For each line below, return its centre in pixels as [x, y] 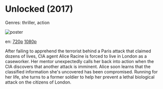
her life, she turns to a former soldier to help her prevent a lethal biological [80, 77]
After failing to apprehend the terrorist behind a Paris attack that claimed [78, 51]
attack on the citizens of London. [38, 82]
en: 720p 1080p [21, 41]
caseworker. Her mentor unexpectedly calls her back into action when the [80, 61]
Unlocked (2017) [39, 9]
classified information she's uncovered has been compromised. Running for [81, 71]
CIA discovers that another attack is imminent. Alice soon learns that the [78, 67]
